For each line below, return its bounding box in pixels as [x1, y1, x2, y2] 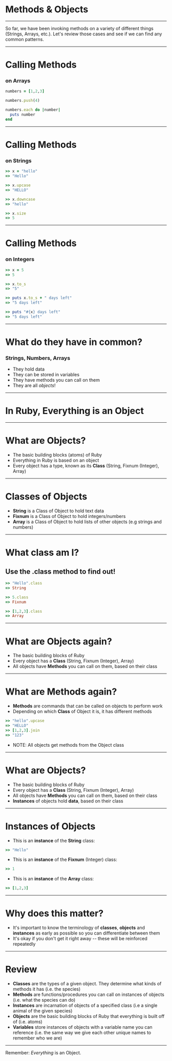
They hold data [12, 366, 45, 372]
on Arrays [5, 77, 31, 84]
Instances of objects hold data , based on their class [12, 797, 124, 804]
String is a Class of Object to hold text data [12, 508, 104, 514]
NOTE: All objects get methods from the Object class [12, 742, 124, 748]
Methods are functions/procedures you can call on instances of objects [12, 991, 165, 998]
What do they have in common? [5, 336, 142, 348]
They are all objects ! [12, 382, 56, 388]
